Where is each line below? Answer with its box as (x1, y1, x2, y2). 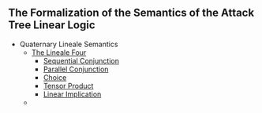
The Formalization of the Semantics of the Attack (8, 6, 255, 20)
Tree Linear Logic (8, 19, 95, 32)
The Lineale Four (31, 47, 87, 57)
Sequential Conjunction (43, 56, 120, 65)
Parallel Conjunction (43, 64, 109, 74)
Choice (43, 72, 67, 82)
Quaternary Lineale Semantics (19, 39, 118, 49)
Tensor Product (43, 81, 94, 90)
